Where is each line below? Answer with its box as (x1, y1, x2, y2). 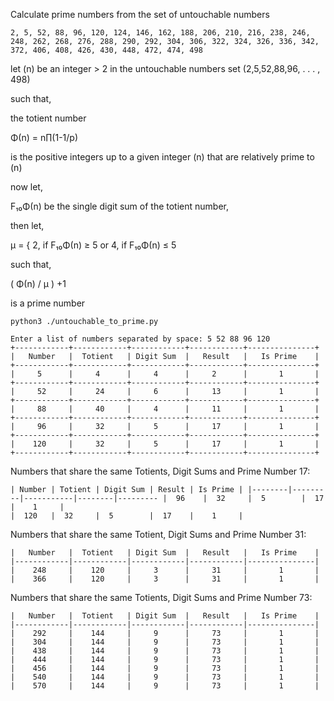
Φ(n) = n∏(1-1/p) (10, 132, 78, 143)
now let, (10, 181, 43, 193)
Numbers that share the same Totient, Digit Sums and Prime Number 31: (10, 529, 307, 540)
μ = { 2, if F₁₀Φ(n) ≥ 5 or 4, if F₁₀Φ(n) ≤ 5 (10, 239, 177, 251)
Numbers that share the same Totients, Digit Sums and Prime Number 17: (10, 465, 311, 477)
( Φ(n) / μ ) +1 (10, 278, 67, 289)
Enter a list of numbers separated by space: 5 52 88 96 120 (10, 334, 271, 344)
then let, (10, 220, 45, 231)
